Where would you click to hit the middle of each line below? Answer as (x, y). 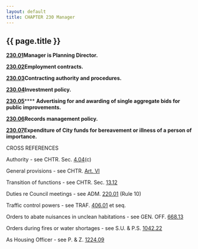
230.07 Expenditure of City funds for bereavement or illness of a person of (99, 130)
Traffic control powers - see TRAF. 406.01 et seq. (66, 205)
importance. (22, 137)
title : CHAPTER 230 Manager (41, 17)
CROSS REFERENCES (33, 148)
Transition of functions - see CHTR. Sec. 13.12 (62, 182)
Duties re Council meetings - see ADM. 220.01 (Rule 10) (74, 194)
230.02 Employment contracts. (45, 67)
